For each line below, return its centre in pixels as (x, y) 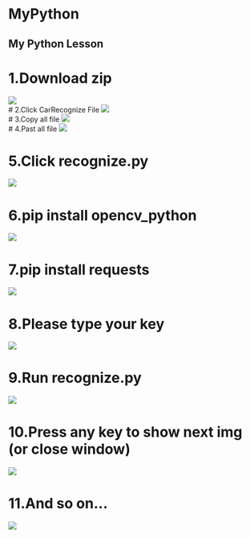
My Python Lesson (56, 44)
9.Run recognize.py (75, 378)
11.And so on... (58, 504)
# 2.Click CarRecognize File (54, 109)
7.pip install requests (79, 269)
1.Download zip (60, 78)
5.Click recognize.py (79, 161)
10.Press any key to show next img (125, 432)
